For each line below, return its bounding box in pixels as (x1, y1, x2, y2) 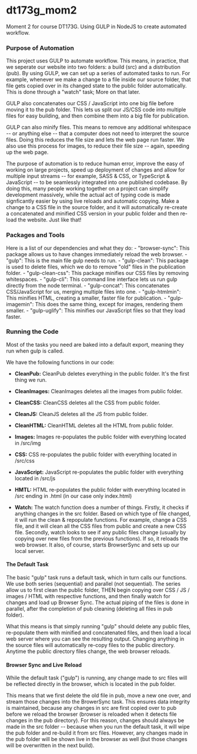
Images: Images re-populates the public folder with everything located (14, 433, 186, 440)
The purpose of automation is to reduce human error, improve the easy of (6, 160, 185, 167)
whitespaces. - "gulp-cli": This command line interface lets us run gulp (6, 276, 178, 283)
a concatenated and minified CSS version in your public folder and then (6, 210, 179, 217)
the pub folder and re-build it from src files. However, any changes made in (6, 729, 188, 736)
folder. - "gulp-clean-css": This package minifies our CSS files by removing (6, 269, 189, 276)
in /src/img (14, 439, 41, 447)
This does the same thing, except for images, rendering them (35, 300, 183, 307)
